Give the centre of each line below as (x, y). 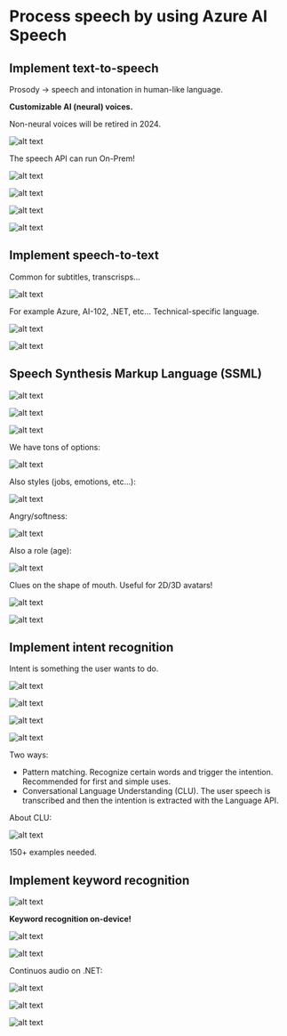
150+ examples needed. (53, 853)
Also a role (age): (41, 550)
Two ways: (29, 755)
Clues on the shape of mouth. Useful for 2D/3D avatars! (111, 585)
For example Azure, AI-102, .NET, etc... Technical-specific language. (134, 311)
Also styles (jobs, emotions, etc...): (72, 482)
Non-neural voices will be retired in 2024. (85, 124)
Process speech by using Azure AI (139, 16)
